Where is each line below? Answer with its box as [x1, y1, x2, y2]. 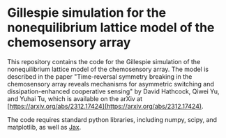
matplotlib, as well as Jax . [7, 123, 82, 131]
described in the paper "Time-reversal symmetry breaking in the [7, 72, 193, 81]
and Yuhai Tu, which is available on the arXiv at [7, 94, 143, 102]
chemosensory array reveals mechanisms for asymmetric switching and [7, 79, 215, 88]
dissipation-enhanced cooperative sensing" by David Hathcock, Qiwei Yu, [7, 87, 220, 95]
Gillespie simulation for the [7, 5, 167, 21]
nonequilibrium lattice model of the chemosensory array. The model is [7, 65, 209, 73]
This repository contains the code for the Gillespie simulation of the [7, 57, 201, 66]
